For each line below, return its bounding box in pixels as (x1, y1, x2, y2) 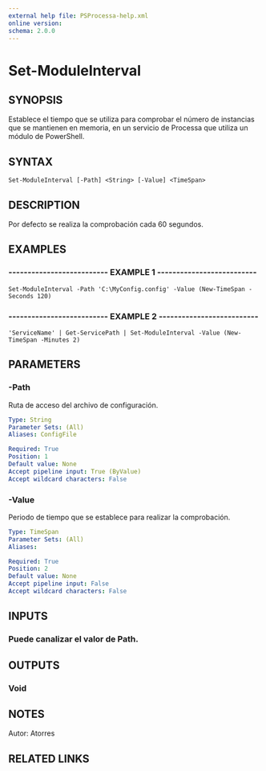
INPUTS (8, 609, 48, 623)
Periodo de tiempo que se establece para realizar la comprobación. (8, 512, 231, 522)
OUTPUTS (8, 658, 60, 672)
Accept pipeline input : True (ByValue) (8, 467, 142, 475)
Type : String (8, 416, 52, 424)
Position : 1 (8, 453, 48, 461)
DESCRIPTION (8, 198, 80, 211)
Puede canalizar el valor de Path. (8, 634, 139, 645)
